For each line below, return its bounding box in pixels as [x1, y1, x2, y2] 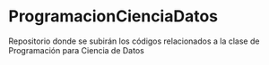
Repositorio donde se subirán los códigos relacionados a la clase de [8, 36, 260, 46]
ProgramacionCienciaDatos [8, 6, 219, 27]
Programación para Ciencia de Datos [8, 45, 144, 55]
